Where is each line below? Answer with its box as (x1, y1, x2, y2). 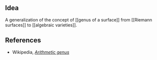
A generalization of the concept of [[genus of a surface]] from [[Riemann (5, 17, 153, 22)
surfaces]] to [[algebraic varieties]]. (5, 22, 78, 28)
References (5, 36, 41, 44)
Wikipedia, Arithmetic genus (12, 49, 70, 55)
